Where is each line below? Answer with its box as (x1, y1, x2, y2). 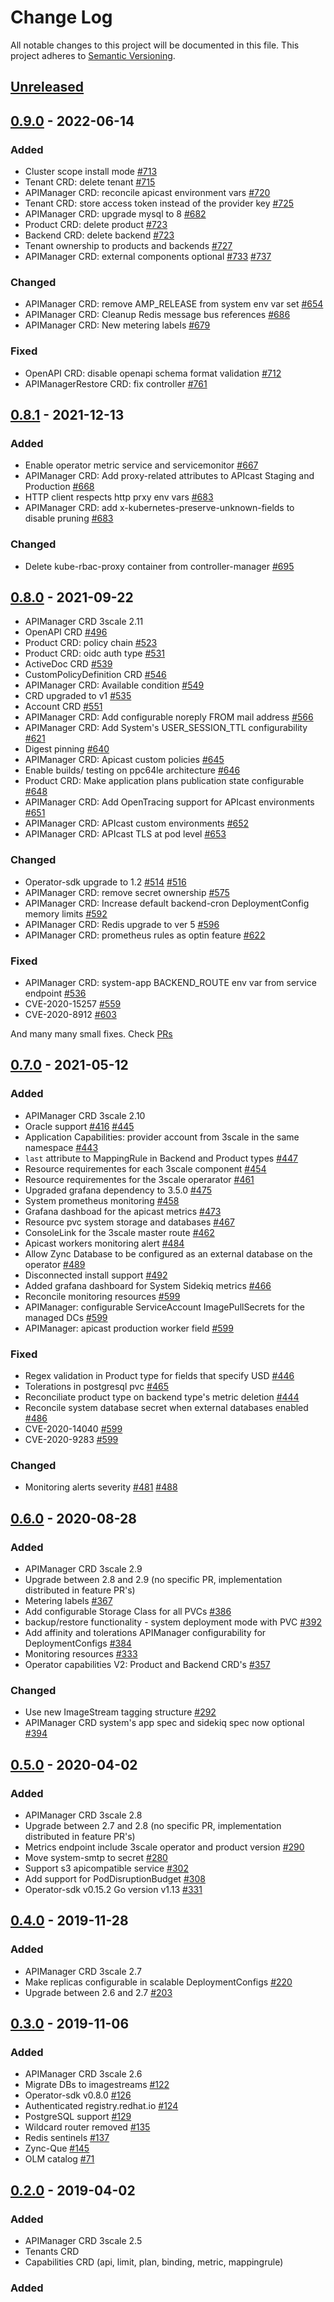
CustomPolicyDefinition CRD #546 (24, 669, 167, 681)
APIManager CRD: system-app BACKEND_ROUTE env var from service (24, 977, 318, 988)
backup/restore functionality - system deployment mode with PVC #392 (24, 1616, 322, 1628)
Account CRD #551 (24, 701, 103, 713)
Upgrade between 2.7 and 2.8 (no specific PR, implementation (24, 1819, 282, 1831)
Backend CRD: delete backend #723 (24, 229, 175, 241)
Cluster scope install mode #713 (24, 166, 158, 178)
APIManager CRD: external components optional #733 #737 (24, 251, 272, 263)
